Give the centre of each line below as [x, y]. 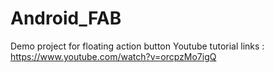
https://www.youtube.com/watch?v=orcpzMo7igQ [113, 56]
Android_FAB [66, 18]
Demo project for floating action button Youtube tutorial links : [137, 46]
